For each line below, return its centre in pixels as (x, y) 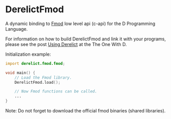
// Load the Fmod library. (43, 78)
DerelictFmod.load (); (37, 82)
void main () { (20, 73)
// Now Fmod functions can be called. (56, 91)
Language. (17, 29)
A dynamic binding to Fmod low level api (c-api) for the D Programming (80, 23)
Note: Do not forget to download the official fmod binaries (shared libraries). (85, 111)
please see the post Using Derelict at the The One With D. (66, 44)
